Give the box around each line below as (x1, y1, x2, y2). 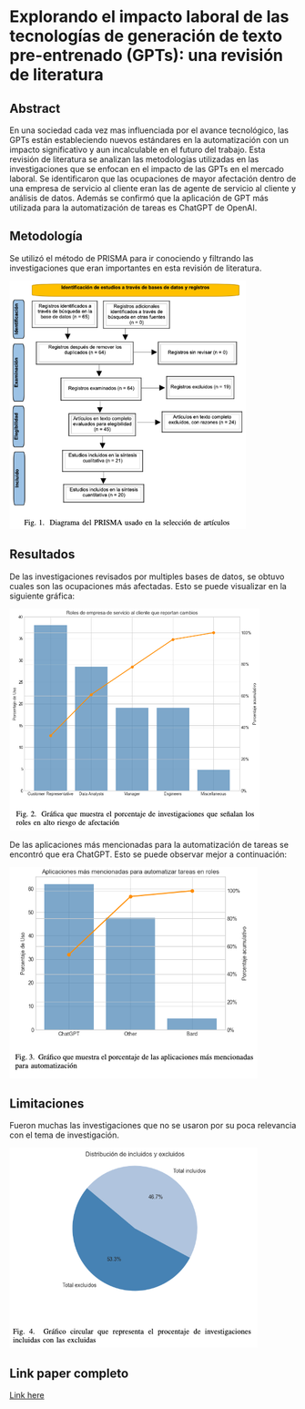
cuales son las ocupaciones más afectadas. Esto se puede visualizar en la (9, 580, 287, 591)
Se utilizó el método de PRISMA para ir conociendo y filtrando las (9, 252, 254, 263)
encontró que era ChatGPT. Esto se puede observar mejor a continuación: (9, 849, 288, 860)
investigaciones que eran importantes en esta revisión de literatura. (9, 262, 262, 273)
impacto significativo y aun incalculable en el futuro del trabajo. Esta (9, 144, 266, 155)
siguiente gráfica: (9, 590, 76, 601)
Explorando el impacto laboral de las (9, 6, 290, 27)
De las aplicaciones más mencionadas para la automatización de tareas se (9, 839, 290, 850)
